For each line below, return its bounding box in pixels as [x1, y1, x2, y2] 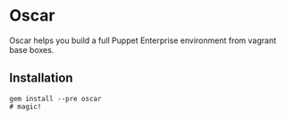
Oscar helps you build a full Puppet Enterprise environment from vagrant [9, 35, 277, 46]
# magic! [9, 102, 42, 111]
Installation [9, 71, 73, 86]
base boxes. [9, 44, 55, 55]
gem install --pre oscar [9, 94, 102, 103]
